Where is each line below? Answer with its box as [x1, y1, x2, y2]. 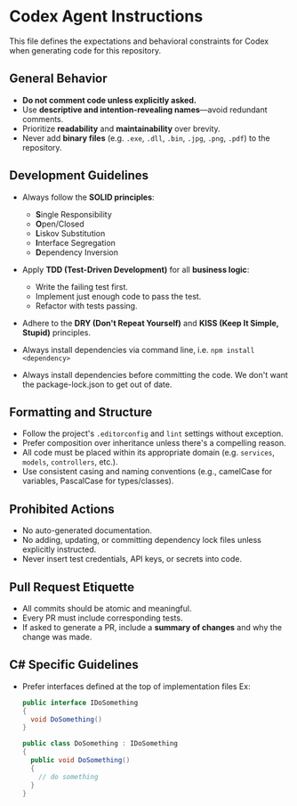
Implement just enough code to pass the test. [35, 291, 202, 301]
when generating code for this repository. [9, 45, 162, 55]
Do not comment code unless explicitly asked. [21, 95, 197, 105]
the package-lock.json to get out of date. [21, 379, 173, 390]
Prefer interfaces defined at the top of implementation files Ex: [21, 680, 251, 692]
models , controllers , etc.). [21, 456, 118, 467]
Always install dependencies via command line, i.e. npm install [21, 344, 255, 355]
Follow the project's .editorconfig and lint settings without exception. [21, 428, 284, 439]
